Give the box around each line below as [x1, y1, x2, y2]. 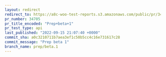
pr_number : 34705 [4, 16, 41, 21]
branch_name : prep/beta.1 [4, 44, 58, 49]
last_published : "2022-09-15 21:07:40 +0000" [4, 30, 100, 35]
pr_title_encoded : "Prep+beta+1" [4, 21, 74, 26]
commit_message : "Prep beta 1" [4, 40, 69, 45]
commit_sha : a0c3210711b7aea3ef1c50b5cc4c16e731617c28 [4, 35, 120, 40]
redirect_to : [4, 12, 32, 17]
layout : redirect [4, 7, 41, 12]
